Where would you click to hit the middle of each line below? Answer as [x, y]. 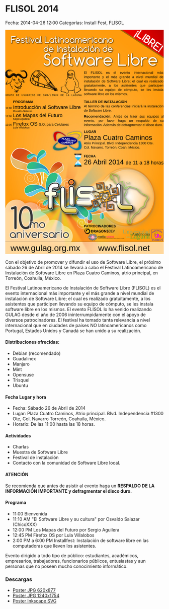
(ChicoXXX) [25, 524]
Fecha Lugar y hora [26, 397]
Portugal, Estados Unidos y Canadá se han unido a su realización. [73, 331]
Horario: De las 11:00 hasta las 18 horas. [54, 424]
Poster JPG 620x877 [34, 590]
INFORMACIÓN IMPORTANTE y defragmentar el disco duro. [69, 491]
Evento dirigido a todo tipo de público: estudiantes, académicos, [72, 555]
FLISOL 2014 [32, 9]
